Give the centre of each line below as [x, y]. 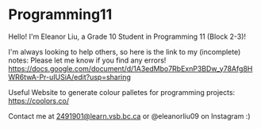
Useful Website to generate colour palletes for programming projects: [122, 92]
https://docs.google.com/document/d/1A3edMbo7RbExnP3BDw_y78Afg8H [130, 68]
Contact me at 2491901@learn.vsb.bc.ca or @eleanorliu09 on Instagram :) [129, 116]
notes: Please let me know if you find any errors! [87, 60]
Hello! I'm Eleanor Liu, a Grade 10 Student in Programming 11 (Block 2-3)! [127, 36]
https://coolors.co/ [39, 101]
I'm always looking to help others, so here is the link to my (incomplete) [125, 51]
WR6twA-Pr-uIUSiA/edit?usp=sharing [69, 77]
